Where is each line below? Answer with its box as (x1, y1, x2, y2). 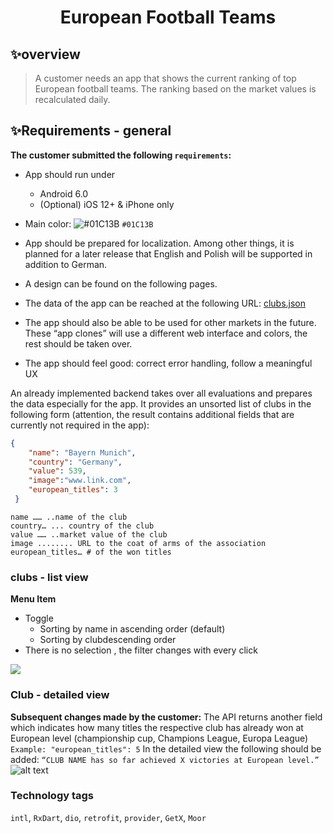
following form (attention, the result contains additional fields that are (10, 408, 295, 420)
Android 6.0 (39, 187, 89, 200)
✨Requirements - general (10, 122, 172, 140)
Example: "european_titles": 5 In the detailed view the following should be (10, 742, 322, 755)
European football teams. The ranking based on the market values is (34, 83, 317, 95)
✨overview (10, 46, 81, 63)
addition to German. (24, 258, 108, 270)
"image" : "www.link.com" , (28, 476, 132, 486)
